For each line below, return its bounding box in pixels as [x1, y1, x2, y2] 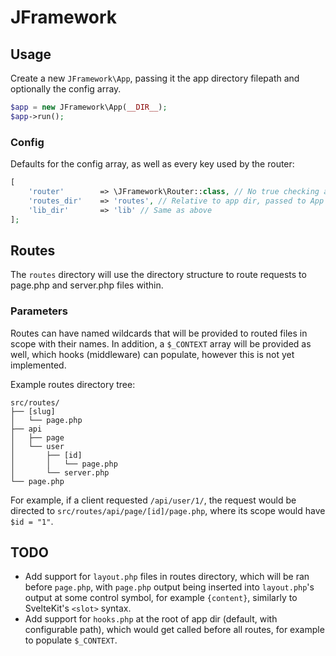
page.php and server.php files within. [10, 279, 164, 291]
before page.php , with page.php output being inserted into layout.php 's [24, 581, 315, 593]
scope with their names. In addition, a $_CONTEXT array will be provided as [10, 337, 312, 350]
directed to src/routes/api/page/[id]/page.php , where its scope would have [10, 504, 326, 516]
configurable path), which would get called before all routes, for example [24, 624, 325, 636]
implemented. [10, 359, 67, 371]
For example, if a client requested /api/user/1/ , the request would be [10, 494, 297, 506]
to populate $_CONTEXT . [24, 634, 118, 646]
